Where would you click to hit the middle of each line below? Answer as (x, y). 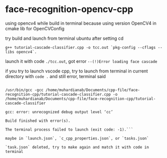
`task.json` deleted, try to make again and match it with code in (77, 147)
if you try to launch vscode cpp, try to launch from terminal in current (76, 71)
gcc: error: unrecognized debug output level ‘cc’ (59, 112)
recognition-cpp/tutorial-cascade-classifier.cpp (58, 94)
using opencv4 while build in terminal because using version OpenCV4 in (81, 23)
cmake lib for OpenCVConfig (35, 28)
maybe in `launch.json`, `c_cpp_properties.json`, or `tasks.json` (77, 138)
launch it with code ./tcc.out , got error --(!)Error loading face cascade (81, 61)
